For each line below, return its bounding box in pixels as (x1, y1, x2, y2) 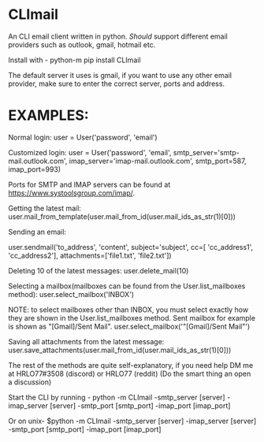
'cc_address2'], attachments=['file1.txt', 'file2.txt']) (8, 251, 172, 260)
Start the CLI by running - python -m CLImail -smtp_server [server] (8, 392, 226, 402)
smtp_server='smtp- (173, 147, 240, 157)
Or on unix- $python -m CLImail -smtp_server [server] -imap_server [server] (8, 416, 257, 425)
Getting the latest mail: (8, 203, 81, 213)
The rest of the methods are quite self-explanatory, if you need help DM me (8, 360, 254, 370)
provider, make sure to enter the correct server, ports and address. (8, 79, 225, 88)
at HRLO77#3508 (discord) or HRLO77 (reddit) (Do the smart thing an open (8, 369, 251, 378)
